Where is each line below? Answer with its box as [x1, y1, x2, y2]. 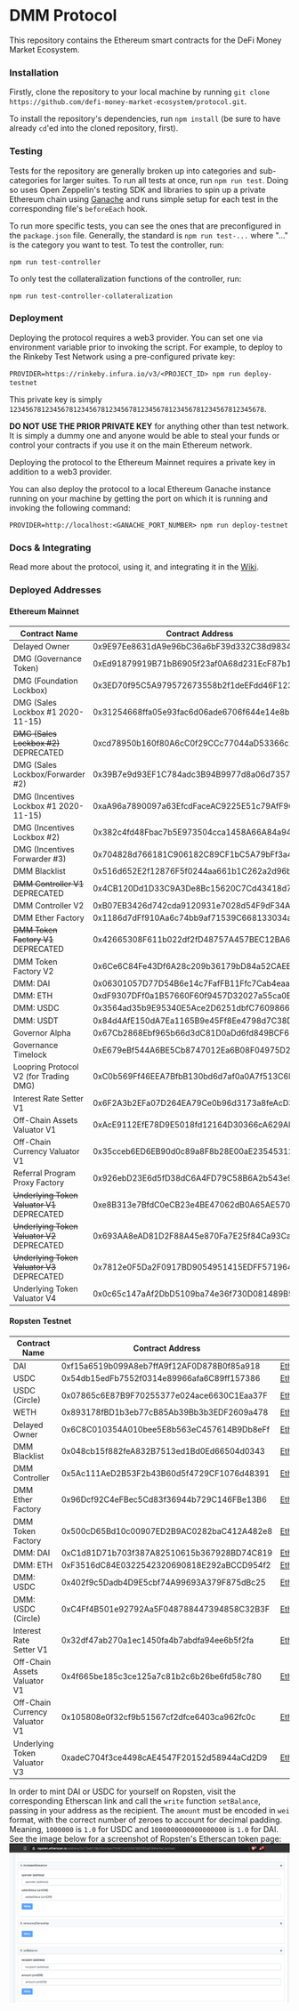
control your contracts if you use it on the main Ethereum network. [9, 440, 253, 450]
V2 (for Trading [12, 1071, 69, 1082]
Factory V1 [12, 934, 54, 945]
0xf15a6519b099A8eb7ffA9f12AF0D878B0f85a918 [61, 1361, 261, 1371]
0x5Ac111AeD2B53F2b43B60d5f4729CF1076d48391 [61, 1467, 270, 1478]
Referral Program [12, 1167, 77, 1179]
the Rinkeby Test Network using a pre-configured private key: [9, 351, 236, 361]
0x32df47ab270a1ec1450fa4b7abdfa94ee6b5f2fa [61, 1635, 255, 1645]
